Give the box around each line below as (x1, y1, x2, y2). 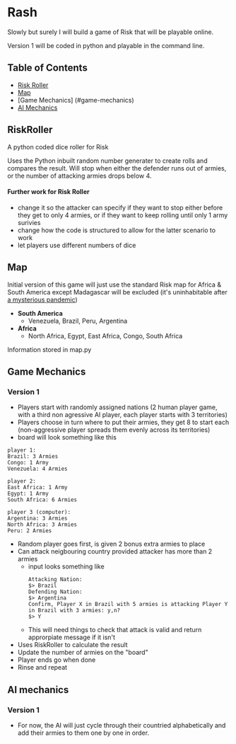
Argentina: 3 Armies (7, 515, 69, 522)
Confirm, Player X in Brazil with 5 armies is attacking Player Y (28, 601, 228, 608)
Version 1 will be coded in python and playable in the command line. (7, 41, 205, 50)
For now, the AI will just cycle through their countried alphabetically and (17, 721, 226, 729)
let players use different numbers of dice (17, 241, 136, 249)
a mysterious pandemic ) (7, 295, 78, 304)
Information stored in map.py (7, 345, 92, 354)
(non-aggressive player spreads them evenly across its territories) (17, 425, 211, 434)
